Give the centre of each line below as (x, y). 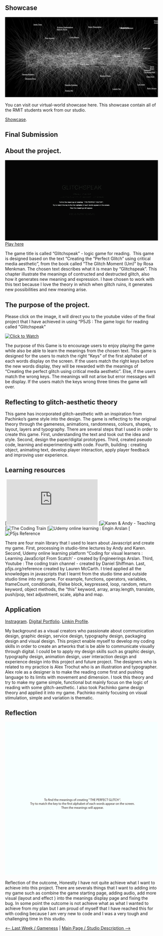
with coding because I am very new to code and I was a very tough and (76, 914)
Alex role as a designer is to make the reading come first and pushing (74, 672)
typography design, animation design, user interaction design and (71, 656)
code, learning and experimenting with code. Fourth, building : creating (76, 445)
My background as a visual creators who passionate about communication (80, 630)
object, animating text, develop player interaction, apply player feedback (77, 450)
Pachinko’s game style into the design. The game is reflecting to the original (81, 419)
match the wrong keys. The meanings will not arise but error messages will (80, 377)
